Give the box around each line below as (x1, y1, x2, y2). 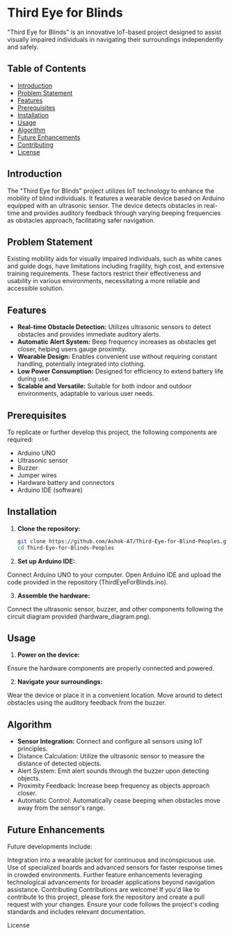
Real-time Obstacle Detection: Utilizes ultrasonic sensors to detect (17, 323, 211, 331)
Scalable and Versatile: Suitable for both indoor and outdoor (17, 382, 192, 390)
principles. (17, 744, 48, 753)
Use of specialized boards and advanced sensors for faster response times (7, 863, 223, 871)
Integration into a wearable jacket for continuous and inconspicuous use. (7, 856, 216, 864)
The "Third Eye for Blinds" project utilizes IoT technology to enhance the (7, 186, 214, 195)
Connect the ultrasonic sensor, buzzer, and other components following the (7, 605, 224, 613)
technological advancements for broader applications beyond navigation (7, 878, 216, 886)
